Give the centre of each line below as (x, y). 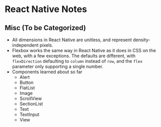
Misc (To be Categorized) (45, 28)
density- (142, 40)
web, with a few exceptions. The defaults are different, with (74, 56)
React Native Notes (46, 9)
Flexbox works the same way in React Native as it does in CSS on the (84, 50)
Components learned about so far (47, 72)
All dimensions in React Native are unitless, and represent (72, 40)
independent (25, 45)
